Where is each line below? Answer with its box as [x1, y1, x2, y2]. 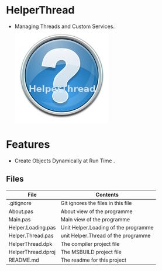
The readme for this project [60, 256, 127, 263]
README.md [8, 256, 39, 263]
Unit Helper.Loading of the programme [60, 224, 154, 231]
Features [6, 138, 50, 151]
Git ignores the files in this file [60, 200, 132, 207]
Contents [95, 191, 119, 199]
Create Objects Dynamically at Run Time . [14, 157, 115, 164]
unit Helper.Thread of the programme [60, 232, 151, 239]
